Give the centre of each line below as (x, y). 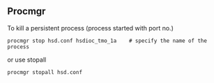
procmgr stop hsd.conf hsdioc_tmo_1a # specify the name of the (107, 41)
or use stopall (27, 59)
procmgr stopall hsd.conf (45, 72)
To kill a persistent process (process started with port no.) (91, 28)
